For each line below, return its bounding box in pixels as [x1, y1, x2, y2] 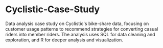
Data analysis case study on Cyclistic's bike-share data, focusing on [5, 20, 149, 27]
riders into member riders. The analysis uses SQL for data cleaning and [5, 31, 155, 37]
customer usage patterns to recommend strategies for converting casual [5, 26, 158, 32]
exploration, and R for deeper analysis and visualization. [5, 37, 124, 43]
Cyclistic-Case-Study [5, 4, 100, 15]
